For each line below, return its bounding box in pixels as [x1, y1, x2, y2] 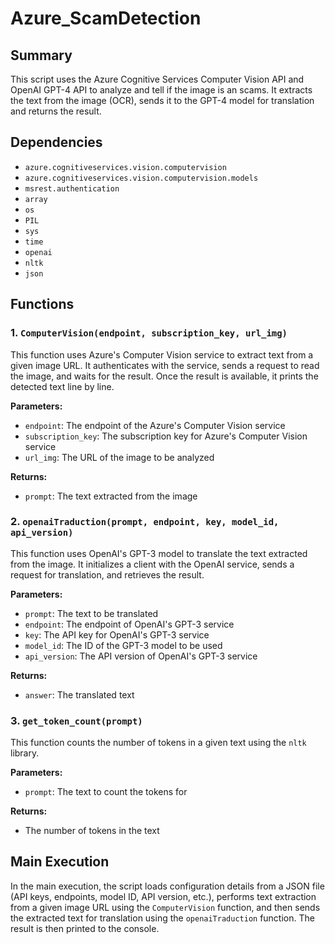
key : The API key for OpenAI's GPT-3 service [24, 628, 210, 641]
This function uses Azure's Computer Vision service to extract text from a [10, 348, 314, 361]
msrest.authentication [24, 183, 120, 194]
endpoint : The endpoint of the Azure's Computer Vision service [24, 419, 286, 431]
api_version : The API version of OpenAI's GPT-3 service [24, 650, 258, 662]
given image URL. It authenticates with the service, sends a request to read [10, 359, 320, 371]
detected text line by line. [10, 380, 115, 392]
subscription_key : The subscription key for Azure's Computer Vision [24, 430, 308, 442]
